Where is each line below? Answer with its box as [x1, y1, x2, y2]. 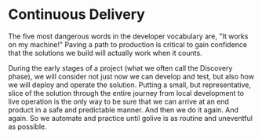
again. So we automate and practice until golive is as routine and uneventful [8, 113, 253, 123]
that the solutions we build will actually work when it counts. [8, 48, 202, 57]
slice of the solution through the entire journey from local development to [8, 88, 245, 97]
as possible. [8, 122, 47, 131]
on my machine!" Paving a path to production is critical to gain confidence [8, 39, 248, 49]
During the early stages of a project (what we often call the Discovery [8, 63, 233, 72]
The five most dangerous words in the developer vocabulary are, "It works [8, 31, 249, 41]
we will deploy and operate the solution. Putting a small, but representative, [8, 80, 252, 90]
